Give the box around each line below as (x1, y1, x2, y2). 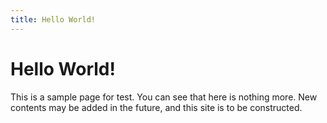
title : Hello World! (10, 14, 97, 25)
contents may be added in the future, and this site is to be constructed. (10, 101, 303, 113)
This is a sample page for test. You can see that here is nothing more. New (10, 91, 318, 103)
